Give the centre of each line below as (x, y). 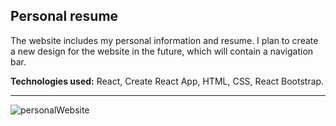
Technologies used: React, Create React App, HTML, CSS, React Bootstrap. (167, 81)
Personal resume (64, 16)
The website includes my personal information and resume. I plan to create (164, 40)
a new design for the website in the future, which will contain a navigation (162, 51)
